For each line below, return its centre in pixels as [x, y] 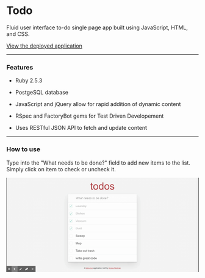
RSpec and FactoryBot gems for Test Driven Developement [89, 116]
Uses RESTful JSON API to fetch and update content [81, 128]
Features [20, 67]
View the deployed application [44, 46]
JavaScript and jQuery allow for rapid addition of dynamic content [98, 104]
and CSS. [18, 34]
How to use [23, 149]
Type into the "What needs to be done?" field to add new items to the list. [99, 163]
